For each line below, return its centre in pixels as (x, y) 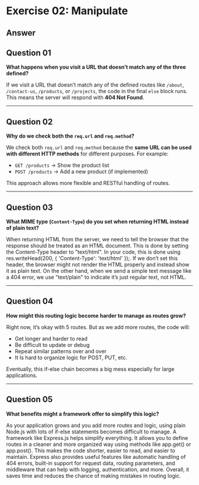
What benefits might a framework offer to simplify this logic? (83, 414)
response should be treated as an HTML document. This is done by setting (97, 246)
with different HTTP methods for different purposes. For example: (87, 154)
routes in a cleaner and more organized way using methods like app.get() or (99, 444)
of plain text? (23, 228)
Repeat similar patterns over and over (60, 351)
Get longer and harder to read (51, 339)
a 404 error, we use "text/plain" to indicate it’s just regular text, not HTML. (96, 277)
